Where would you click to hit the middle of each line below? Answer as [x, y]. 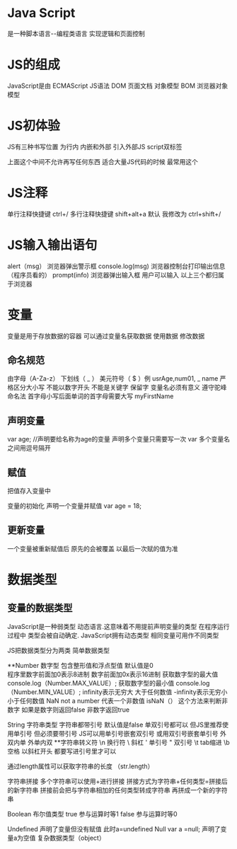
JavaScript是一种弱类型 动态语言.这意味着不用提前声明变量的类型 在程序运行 [118, 626]
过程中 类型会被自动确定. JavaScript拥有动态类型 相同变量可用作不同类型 [113, 635]
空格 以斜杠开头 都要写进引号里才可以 [62, 751]
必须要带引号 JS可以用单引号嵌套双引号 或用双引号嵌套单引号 [129, 733]
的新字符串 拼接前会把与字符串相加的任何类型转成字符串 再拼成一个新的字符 [117, 790]
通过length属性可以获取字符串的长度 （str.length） [81, 766]
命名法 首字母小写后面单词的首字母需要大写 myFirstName [91, 396]
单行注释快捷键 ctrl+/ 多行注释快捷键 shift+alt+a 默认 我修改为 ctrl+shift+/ [114, 214]
